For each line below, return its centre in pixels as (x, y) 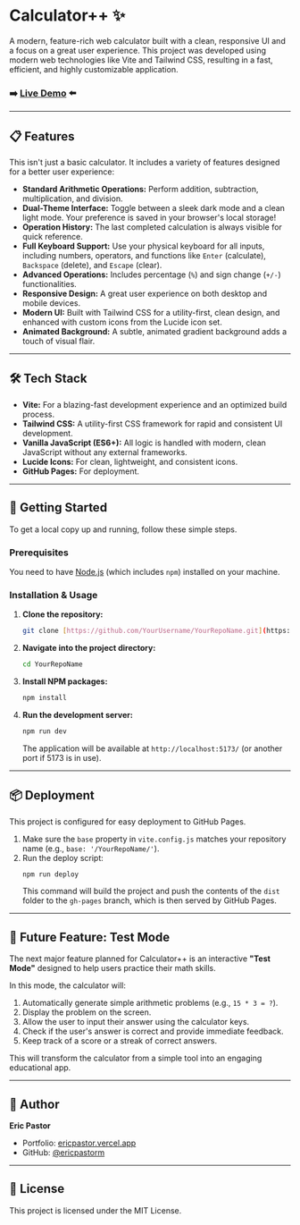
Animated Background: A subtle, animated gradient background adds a (154, 332)
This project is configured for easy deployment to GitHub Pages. (128, 821)
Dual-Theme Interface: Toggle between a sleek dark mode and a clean (154, 208)
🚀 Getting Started (58, 507)
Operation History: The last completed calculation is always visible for (152, 227)
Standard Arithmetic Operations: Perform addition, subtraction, (140, 190)
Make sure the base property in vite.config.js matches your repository (154, 839)
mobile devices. (51, 303)
